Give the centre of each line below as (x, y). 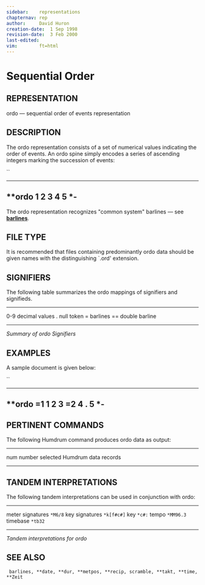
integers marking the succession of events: (60, 160)
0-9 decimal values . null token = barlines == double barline (81, 316)
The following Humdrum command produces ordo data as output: (89, 440)
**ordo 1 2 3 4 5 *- (42, 197)
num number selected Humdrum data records (64, 458)
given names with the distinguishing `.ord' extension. (73, 258)
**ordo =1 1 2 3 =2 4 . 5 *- (56, 404)
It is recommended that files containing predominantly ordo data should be (100, 252)
